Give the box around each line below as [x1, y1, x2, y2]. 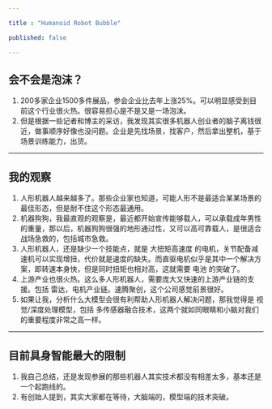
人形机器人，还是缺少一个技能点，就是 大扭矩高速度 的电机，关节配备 [19, 244, 252, 254]
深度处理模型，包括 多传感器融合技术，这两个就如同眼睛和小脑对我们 [29, 305, 259, 315]
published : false [8, 33, 67, 41]
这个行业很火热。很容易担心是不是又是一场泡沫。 [27, 106, 191, 116]
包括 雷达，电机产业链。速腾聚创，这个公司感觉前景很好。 [34, 285, 228, 295]
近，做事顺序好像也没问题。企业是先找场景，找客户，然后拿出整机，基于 [19, 127, 261, 136]
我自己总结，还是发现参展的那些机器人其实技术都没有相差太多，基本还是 [19, 371, 261, 381]
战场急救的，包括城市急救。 [19, 234, 113, 243]
